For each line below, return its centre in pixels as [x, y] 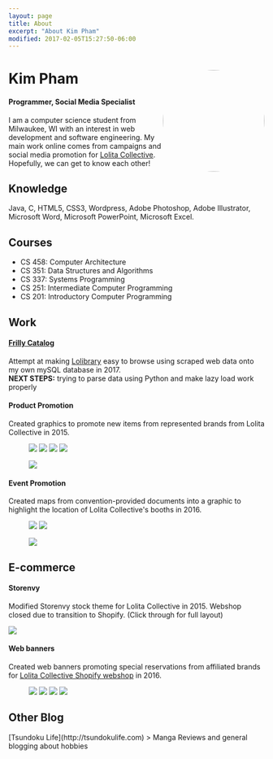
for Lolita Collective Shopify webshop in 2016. [85, 675]
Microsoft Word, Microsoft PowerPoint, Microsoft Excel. [102, 217]
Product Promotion [41, 406]
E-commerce [42, 567]
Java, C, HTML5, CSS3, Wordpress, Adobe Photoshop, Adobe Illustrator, [130, 208]
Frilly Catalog [32, 343]
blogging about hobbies [48, 746]
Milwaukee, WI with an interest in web [72, 129]
